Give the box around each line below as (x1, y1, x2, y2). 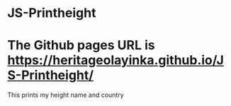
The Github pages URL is (7, 37, 155, 54)
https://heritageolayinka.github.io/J (7, 52, 225, 69)
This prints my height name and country (7, 90, 124, 100)
